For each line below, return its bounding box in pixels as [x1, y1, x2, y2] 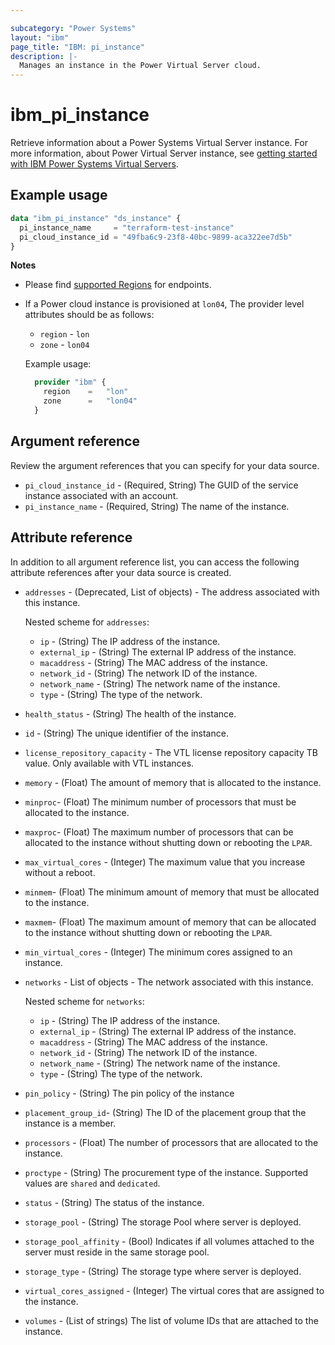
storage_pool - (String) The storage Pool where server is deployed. [24, 1216, 302, 1228]
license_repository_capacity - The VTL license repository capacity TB [24, 746, 318, 758]
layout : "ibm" [10, 32, 70, 43]
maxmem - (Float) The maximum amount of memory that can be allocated [24, 916, 317, 928]
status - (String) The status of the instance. [24, 1196, 205, 1208]
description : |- [10, 51, 78, 61]
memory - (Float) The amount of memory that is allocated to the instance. [24, 776, 322, 788]
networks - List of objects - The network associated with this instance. [24, 976, 314, 988]
